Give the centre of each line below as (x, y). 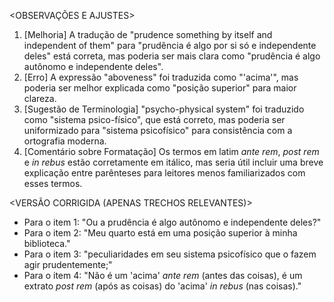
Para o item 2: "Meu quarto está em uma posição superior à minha (160, 233)
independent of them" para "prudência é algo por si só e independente (170, 45)
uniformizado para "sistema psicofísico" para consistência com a (158, 130)
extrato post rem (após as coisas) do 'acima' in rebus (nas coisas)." (162, 286)
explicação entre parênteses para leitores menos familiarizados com (164, 173)
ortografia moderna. (65, 141)
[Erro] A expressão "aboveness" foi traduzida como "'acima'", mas (161, 77)
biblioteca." (47, 243)
